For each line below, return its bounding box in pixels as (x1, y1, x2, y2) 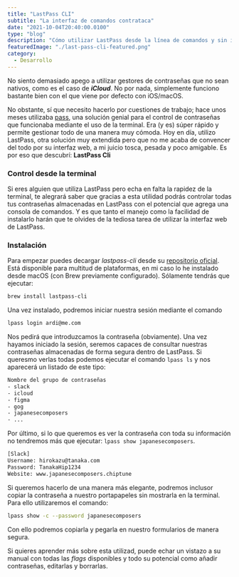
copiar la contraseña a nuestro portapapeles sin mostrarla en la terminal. (7, 491, 221, 499)
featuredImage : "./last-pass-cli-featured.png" (7, 43, 152, 51)
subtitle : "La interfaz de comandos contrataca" (7, 17, 154, 24)
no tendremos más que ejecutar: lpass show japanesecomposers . (7, 437, 196, 445)
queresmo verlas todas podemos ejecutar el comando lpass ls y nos (7, 355, 211, 364)
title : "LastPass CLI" (7, 10, 75, 18)
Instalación (7, 240, 47, 250)
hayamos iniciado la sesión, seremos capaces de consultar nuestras (7, 340, 208, 349)
